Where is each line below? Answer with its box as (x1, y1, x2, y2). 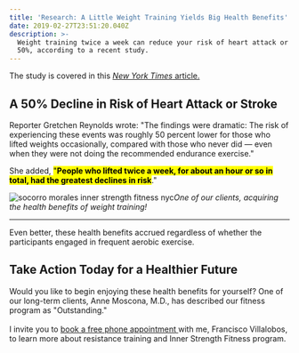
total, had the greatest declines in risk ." (9, 174, 158, 185)
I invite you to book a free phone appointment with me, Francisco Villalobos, (9, 324, 287, 334)
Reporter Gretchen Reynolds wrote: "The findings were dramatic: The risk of (9, 119, 289, 130)
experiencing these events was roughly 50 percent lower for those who (9, 129, 271, 140)
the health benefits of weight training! (9, 201, 148, 212)
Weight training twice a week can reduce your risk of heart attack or (17, 37, 289, 47)
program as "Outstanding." (9, 304, 108, 316)
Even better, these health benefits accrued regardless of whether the (9, 227, 263, 237)
